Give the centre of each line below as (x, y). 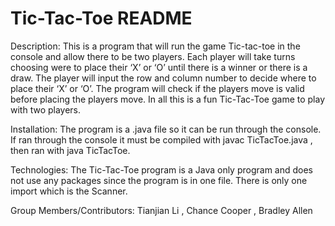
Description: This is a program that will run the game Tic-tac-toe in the (155, 46)
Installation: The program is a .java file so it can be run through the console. (166, 129)
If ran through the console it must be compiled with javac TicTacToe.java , (161, 139)
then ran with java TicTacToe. (70, 150)
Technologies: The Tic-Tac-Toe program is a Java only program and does (161, 169)
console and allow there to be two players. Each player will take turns (153, 56)
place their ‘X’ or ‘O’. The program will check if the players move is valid (157, 88)
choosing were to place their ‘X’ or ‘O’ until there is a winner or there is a (159, 67)
